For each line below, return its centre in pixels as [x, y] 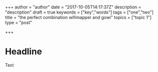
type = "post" [19, 22]
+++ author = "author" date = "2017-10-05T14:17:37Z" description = [73, 7]
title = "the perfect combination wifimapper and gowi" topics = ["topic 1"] [78, 17]
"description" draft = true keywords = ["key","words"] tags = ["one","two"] [79, 12]
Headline [24, 52]
